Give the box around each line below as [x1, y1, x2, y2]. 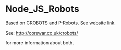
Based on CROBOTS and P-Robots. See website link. [5, 20, 116, 26]
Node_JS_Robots [5, 3, 79, 15]
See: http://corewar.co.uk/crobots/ [5, 30, 78, 36]
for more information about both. [5, 39, 74, 46]
